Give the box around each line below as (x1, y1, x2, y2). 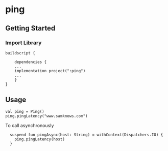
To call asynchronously (5, 122, 54, 128)
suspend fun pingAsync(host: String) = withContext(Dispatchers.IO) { (10, 132, 163, 137)
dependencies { (14, 59, 47, 65)
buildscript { (5, 50, 36, 55)
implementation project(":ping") (14, 68, 86, 73)
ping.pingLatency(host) (14, 136, 65, 142)
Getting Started (5, 24, 56, 33)
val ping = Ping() (5, 109, 44, 114)
